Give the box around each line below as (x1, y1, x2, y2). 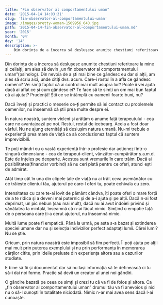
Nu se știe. (5, 230, 27, 236)
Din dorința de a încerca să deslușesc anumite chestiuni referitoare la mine (5, 61, 154, 67)
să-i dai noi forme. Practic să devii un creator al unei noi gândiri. (5, 270, 133, 275)
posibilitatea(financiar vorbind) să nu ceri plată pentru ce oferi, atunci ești (5, 161, 152, 167)
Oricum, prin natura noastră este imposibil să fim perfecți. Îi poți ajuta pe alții (5, 240, 158, 245)
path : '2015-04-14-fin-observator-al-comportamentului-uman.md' (5, 25, 138, 30)
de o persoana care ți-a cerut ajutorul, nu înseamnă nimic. (5, 211, 121, 216)
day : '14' (5, 39, 25, 44)
